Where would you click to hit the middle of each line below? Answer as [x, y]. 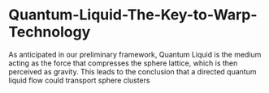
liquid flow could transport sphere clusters [79, 80]
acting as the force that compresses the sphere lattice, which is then [123, 63]
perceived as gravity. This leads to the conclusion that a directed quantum [132, 71]
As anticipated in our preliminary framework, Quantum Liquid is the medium [135, 54]
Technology [50, 32]
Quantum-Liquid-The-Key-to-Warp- [133, 15]
